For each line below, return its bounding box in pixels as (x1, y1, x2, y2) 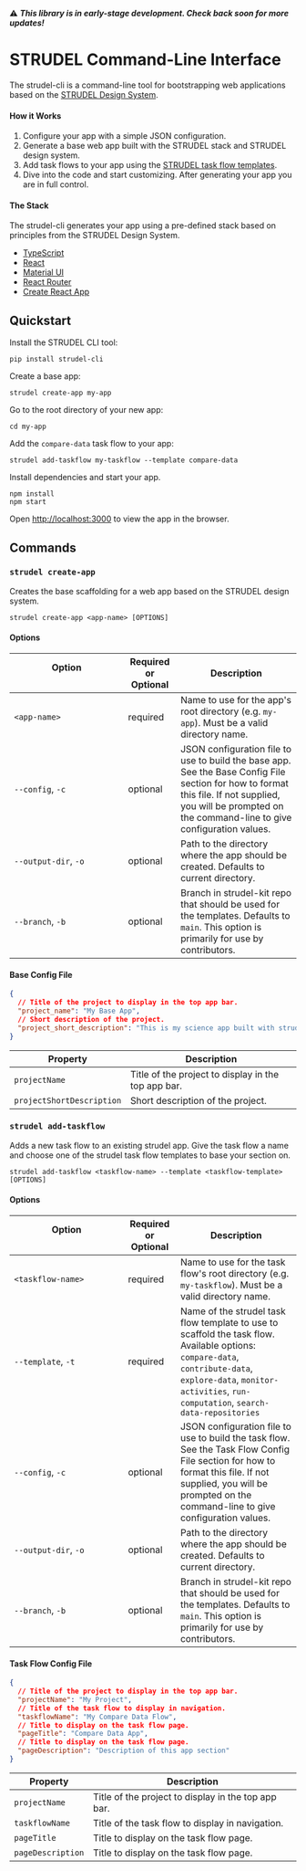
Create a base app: (9, 371, 81, 382)
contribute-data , (180, 1362, 253, 1374)
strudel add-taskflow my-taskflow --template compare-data (9, 456, 239, 465)
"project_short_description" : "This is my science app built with (17, 1023, 275, 1033)
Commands (9, 540, 77, 555)
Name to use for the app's (180, 694, 291, 707)
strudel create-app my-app (9, 388, 112, 398)
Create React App (22, 287, 90, 298)
